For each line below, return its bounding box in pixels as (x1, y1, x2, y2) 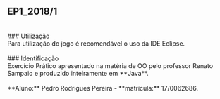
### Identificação (7, 54, 59, 62)
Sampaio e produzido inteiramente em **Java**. (7, 69, 149, 77)
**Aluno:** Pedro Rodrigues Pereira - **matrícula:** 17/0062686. (7, 84, 199, 92)
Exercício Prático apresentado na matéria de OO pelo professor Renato (7, 61, 214, 70)
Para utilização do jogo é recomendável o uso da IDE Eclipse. (7, 39, 185, 48)
